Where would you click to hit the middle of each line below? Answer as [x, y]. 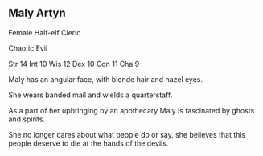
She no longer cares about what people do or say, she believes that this [127, 134]
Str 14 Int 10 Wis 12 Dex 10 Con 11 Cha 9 [74, 64]
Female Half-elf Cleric [45, 32]
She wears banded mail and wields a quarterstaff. [90, 95]
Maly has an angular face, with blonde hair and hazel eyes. [106, 79]
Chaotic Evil [28, 48]
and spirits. [27, 119]
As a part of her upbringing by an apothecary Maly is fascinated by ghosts [131, 110]
